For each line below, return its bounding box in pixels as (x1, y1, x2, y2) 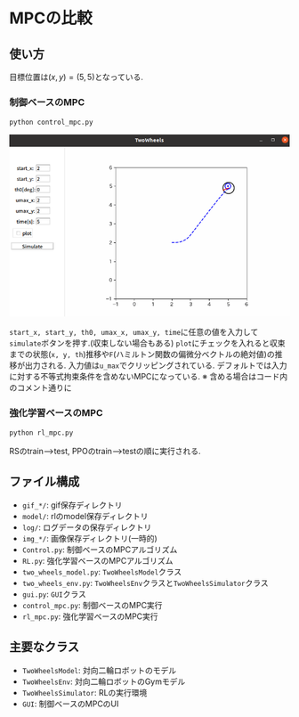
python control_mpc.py (9, 118, 93, 127)
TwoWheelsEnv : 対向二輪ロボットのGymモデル (21, 676, 186, 687)
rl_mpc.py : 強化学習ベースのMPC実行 (21, 611, 158, 622)
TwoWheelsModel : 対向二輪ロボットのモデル (21, 664, 177, 675)
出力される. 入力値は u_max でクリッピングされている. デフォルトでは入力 (24, 360, 287, 371)
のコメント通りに (9, 382, 72, 393)
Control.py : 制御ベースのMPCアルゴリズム (21, 544, 178, 555)
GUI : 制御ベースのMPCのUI (21, 698, 119, 709)
